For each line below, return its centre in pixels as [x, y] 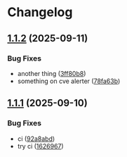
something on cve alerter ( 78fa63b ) [69, 81]
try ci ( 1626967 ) [41, 146]
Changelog [40, 12]
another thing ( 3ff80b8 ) [52, 73]
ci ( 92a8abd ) [36, 139]
